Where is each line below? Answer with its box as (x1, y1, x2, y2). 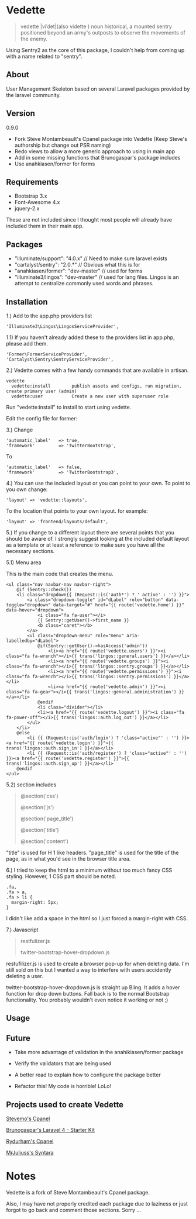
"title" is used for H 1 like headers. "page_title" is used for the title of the (6, 849, 179, 856)
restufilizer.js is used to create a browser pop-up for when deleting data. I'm (6, 960, 190, 967)
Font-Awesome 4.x (14, 199, 60, 206)
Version (6, 109, 35, 119)
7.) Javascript (6, 926, 39, 933)
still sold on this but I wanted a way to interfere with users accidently (6, 966, 171, 973)
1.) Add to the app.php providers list (6, 312, 92, 319)
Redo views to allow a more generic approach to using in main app (14, 147, 176, 155)
